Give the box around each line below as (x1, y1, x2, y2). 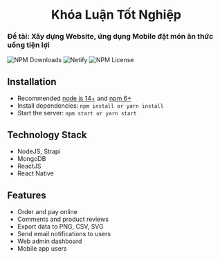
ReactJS (17, 162, 42, 171)
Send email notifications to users (17, 229, 111, 238)
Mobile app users (17, 244, 67, 252)
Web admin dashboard (17, 237, 82, 245)
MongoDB (17, 155, 46, 163)
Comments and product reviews (17, 215, 109, 223)
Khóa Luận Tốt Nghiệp (51, 7, 182, 23)
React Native (17, 169, 54, 178)
